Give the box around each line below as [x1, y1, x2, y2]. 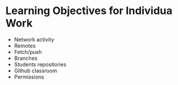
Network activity [14, 36, 54, 43]
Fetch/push [14, 48, 42, 55]
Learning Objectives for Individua [5, 4, 173, 18]
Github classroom [14, 67, 57, 74]
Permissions [14, 73, 45, 80]
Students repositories [14, 60, 67, 68]
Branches [14, 55, 38, 62]
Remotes [14, 42, 36, 49]
